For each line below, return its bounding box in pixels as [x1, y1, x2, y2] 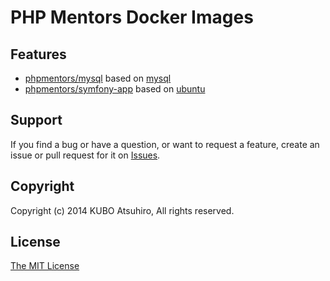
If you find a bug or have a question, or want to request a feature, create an [10, 138, 320, 150]
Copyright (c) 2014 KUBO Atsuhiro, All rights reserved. [10, 204, 235, 216]
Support [10, 112, 63, 129]
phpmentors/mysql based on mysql [24, 72, 172, 84]
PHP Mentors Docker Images [10, 6, 254, 29]
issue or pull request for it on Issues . [10, 149, 161, 161]
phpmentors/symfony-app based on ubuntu [24, 83, 206, 95]
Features [10, 46, 67, 63]
